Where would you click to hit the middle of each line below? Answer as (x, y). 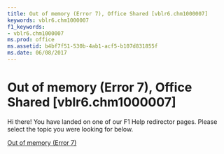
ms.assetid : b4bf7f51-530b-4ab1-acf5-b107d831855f (83, 46)
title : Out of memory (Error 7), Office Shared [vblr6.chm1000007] (108, 14)
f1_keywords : (26, 27)
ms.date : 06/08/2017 (37, 53)
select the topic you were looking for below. (70, 129)
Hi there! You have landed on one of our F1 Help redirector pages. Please (112, 121)
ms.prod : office (31, 40)
